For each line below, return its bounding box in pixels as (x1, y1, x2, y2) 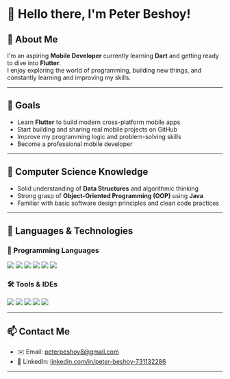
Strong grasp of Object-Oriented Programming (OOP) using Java (16, 191, 204, 199)
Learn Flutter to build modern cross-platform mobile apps (16, 118, 181, 126)
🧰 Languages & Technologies (7, 225, 133, 237)
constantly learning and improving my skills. (7, 73, 131, 82)
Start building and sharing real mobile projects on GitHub (16, 125, 178, 133)
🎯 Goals (7, 99, 41, 112)
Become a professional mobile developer (16, 140, 133, 148)
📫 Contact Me (7, 326, 71, 337)
